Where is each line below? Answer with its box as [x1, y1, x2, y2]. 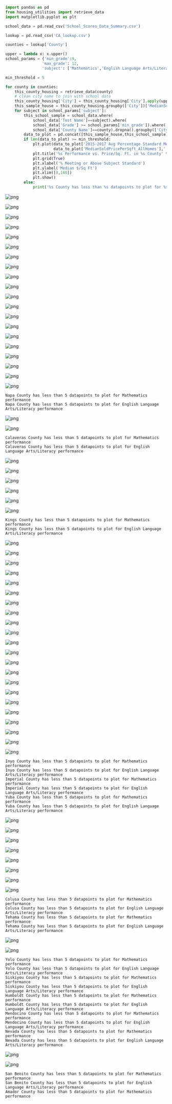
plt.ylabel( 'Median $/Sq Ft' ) [32, 165, 97, 170]
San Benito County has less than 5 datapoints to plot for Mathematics [5, 1071, 161, 1076]
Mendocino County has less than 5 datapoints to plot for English [5, 1020, 150, 1025]
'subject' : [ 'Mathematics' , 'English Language [41, 66, 141, 71]
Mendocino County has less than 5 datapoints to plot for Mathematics [5, 1011, 159, 1016]
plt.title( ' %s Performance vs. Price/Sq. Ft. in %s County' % [32, 151, 168, 156]
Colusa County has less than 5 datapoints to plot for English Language [5, 905, 164, 911]
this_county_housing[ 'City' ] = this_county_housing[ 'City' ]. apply [14, 99, 159, 104]
